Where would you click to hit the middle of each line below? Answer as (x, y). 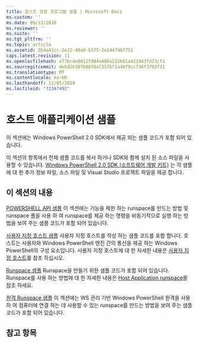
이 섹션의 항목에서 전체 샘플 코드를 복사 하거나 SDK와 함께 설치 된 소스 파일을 (95, 157)
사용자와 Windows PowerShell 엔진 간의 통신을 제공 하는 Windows (100, 243)
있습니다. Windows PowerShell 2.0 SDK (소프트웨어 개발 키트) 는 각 (102, 165)
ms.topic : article (29, 45)
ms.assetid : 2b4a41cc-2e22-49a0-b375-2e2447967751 (70, 50)
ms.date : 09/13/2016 (32, 23)
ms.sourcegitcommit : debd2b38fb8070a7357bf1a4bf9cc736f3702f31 (86, 67)
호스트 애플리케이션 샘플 (61, 120)
